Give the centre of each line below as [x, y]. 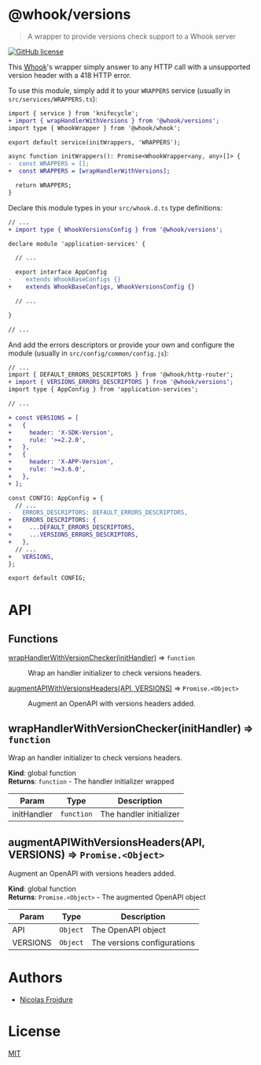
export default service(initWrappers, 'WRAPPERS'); [94, 142]
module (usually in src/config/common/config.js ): [88, 353]
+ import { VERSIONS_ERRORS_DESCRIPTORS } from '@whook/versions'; [121, 382]
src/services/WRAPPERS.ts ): [53, 99]
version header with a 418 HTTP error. [70, 75]
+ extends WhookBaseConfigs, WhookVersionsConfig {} [101, 287]
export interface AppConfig [61, 272]
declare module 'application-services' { [77, 244]
